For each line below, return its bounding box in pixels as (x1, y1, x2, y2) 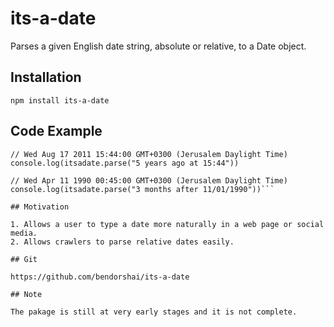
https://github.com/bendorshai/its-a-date (10, 272, 190, 282)
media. (10, 228, 38, 238)
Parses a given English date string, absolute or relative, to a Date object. (10, 40, 307, 52)
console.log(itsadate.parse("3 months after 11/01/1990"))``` (10, 184, 275, 194)
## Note (10, 289, 43, 299)
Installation (10, 69, 82, 86)
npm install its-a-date (10, 95, 110, 106)
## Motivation (10, 202, 70, 212)
